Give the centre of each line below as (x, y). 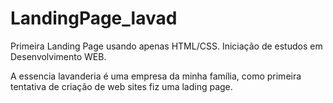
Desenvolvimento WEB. (58, 56)
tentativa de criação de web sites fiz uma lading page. (121, 86)
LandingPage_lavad (94, 18)
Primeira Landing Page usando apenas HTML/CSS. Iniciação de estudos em (166, 46)
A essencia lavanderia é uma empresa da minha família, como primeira (156, 76)
